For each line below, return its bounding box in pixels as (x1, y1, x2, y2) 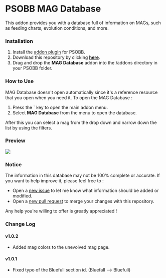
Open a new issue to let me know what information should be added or (12, 187, 159, 194)
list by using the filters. (5, 124, 53, 131)
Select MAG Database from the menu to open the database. (12, 109, 137, 116)
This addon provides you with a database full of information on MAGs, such (5, 20, 161, 26)
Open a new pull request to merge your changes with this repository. (12, 198, 154, 204)
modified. (12, 193, 33, 199)
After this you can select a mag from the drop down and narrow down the (5, 119, 157, 125)
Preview (5, 137, 26, 144)
